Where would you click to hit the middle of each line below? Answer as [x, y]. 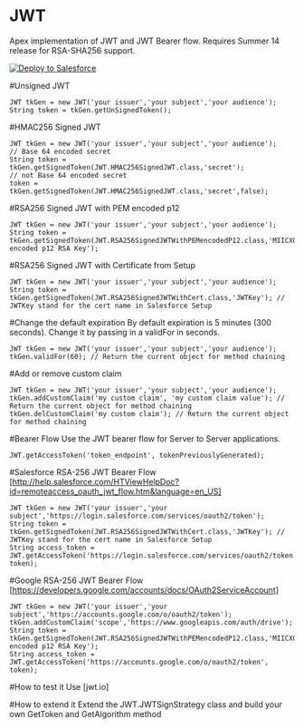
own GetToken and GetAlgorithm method [85, 713]
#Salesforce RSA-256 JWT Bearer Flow [83, 471]
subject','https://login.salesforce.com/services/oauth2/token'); [137, 516]
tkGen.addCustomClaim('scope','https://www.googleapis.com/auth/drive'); [152, 622]
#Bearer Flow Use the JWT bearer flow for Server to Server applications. [145, 438]
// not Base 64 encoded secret [68, 175]
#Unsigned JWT [40, 85]
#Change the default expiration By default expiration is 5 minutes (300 [140, 322]
